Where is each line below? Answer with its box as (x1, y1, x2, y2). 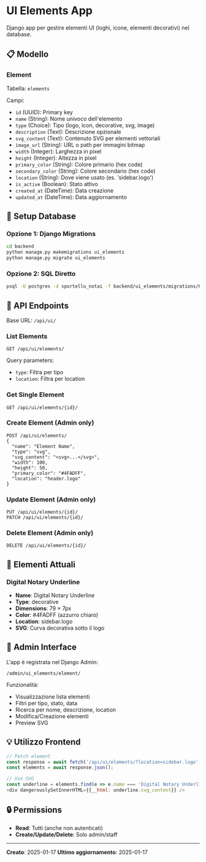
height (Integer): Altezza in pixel (15, 154, 97, 162)
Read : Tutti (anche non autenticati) (15, 824, 103, 831)
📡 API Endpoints (6, 300, 69, 311)
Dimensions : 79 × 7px (15, 605, 72, 612)
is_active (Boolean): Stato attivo (15, 180, 98, 187)
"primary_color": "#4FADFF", (12, 470, 86, 476)
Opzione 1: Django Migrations (6, 229, 96, 238)
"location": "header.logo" (12, 476, 81, 482)
